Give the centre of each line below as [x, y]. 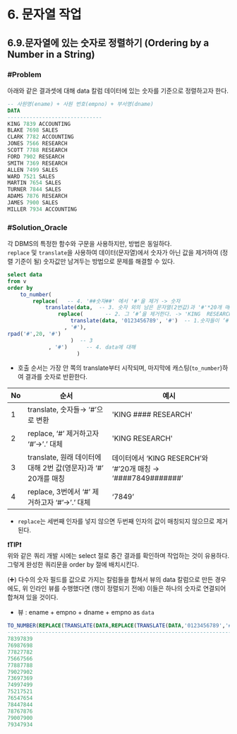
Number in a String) [51, 54]
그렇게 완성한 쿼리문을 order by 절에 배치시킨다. [73, 565]
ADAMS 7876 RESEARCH [38, 196]
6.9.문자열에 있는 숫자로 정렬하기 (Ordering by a [108, 43]
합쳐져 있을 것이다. [33, 598]
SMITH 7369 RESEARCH [38, 163]
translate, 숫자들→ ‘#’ [62, 409]
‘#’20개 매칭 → [136, 469]
